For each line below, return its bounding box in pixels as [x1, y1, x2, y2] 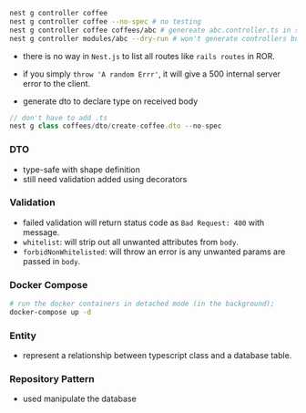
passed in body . [22, 255, 81, 266]
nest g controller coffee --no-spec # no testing [9, 16, 202, 26]
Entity [9, 329, 36, 342]
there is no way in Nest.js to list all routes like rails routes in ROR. [22, 50, 275, 61]
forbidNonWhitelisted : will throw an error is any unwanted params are [22, 246, 286, 257]
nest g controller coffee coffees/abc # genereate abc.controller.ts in [9, 26, 291, 35]
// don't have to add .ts [9, 113, 107, 122]
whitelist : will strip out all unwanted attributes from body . [22, 236, 240, 247]
